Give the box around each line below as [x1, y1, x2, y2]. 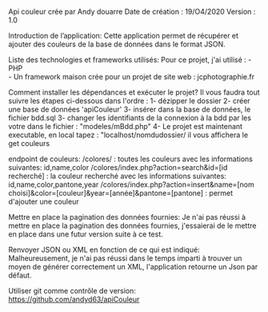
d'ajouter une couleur [8, 197, 79, 206]
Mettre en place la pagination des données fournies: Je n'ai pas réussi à [8, 213, 246, 221]
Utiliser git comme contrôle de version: [8, 286, 136, 295]
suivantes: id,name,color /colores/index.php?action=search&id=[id [8, 163, 228, 172]
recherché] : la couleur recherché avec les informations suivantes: [8, 172, 226, 180]
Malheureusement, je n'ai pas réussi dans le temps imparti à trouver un [8, 253, 242, 263]
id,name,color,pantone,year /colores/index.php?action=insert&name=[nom [8, 180, 254, 189]
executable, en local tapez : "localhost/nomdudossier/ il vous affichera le [8, 130, 249, 140]
